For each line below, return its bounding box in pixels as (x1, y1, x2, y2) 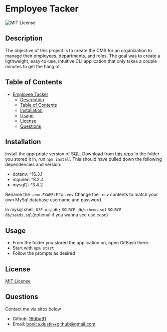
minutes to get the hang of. (5, 63, 61, 69)
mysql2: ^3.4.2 (12, 182, 43, 188)
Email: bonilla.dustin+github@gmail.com (12, 321, 96, 327)
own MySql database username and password (5, 197, 101, 203)
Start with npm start (12, 245, 54, 251)
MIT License (5, 278, 31, 284)
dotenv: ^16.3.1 (12, 171, 43, 177)
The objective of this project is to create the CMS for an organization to (5, 47, 152, 53)
